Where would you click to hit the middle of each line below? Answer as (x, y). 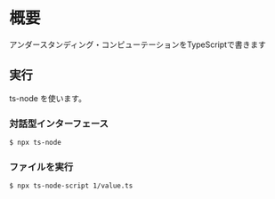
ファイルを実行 (41, 167)
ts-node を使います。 (48, 98)
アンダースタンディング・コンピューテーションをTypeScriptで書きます (138, 44)
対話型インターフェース (59, 123)
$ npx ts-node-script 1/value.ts (71, 186)
